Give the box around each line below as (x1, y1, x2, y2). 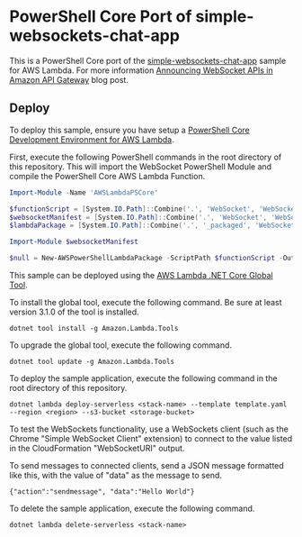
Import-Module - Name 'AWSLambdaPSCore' (9, 187, 159, 197)
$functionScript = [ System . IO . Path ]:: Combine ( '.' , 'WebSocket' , (9, 205, 255, 214)
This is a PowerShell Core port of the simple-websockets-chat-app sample (9, 55, 287, 66)
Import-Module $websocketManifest (9, 237, 139, 247)
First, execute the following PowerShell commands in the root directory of (9, 151, 282, 162)
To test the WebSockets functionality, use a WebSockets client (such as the (9, 423, 289, 434)
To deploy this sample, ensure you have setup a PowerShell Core (9, 124, 250, 135)
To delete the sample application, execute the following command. (9, 503, 255, 514)
